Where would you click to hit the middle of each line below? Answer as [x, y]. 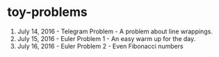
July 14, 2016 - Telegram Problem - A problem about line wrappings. [115, 31]
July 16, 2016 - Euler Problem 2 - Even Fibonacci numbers [100, 46]
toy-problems [48, 12]
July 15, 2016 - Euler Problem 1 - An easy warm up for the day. [106, 38]
